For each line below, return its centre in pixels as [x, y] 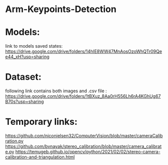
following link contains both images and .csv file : [56, 91]
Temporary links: [41, 122]
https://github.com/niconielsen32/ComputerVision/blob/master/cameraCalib [84, 136]
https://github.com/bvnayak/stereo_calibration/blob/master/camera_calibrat [83, 146]
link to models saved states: [34, 46]
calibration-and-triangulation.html [40, 157]
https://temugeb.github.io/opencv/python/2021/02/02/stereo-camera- [88, 152]
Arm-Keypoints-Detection [61, 9]
